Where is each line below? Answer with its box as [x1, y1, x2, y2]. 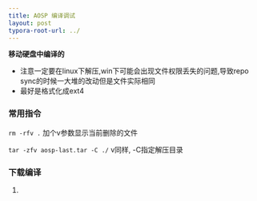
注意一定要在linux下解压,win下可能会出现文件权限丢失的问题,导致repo [19, 66, 250, 76]
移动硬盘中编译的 [8, 49, 65, 59]
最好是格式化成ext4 [19, 86, 84, 96]
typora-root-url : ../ [8, 26, 81, 34]
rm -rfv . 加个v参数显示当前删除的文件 [8, 128, 139, 137]
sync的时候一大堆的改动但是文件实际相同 [19, 77, 156, 86]
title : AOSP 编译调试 [8, 11, 76, 20]
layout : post [8, 19, 52, 27]
